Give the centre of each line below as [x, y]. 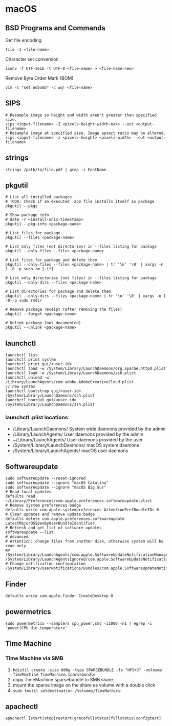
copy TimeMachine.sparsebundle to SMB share [63, 679]
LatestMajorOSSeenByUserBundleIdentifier [50, 524]
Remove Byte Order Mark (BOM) [39, 78]
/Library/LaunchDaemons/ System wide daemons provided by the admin [89, 429]
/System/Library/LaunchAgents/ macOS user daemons [70, 451]
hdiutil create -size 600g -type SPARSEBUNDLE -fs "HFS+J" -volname [87, 670]
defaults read [20, 496]
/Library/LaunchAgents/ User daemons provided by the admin [78, 434]
